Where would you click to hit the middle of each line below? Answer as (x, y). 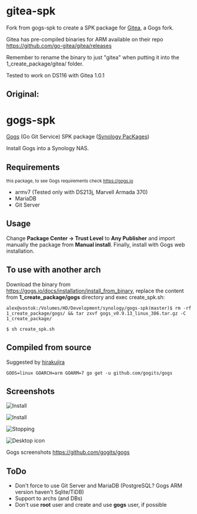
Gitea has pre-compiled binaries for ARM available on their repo (85, 39)
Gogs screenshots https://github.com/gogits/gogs (68, 452)
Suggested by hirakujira (35, 362)
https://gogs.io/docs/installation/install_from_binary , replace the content (95, 291)
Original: (23, 94)
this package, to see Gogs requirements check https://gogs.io (70, 181)
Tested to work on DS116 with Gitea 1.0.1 (55, 75)
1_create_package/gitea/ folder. (45, 64)
